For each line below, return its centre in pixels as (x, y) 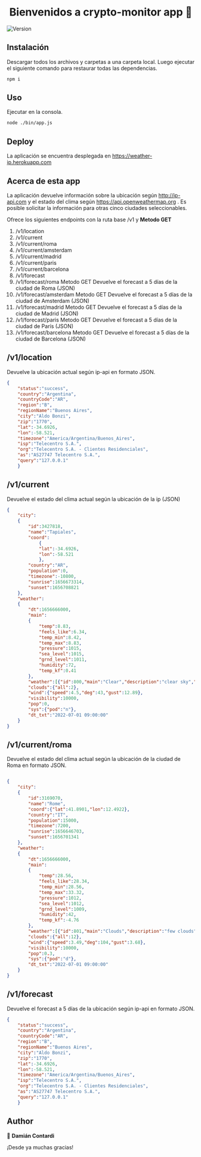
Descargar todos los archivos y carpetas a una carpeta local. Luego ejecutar (101, 61)
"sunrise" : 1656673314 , (56, 582)
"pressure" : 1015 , (60, 649)
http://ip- (169, 195)
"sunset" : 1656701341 (54, 837)
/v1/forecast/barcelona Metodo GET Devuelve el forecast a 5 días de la (102, 332)
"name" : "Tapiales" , (52, 532)
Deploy (20, 142)
